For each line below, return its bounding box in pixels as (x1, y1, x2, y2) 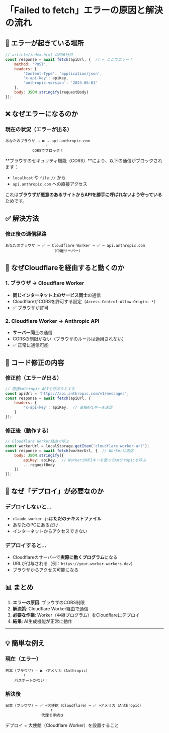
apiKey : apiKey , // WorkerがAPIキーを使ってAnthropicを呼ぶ (23, 457, 146, 463)
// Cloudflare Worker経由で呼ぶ (5, 439, 69, 444)
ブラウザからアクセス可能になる (12, 567, 79, 573)
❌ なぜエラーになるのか (5, 110, 78, 118)
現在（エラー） (5, 656, 42, 663)
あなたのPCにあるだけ (12, 521, 59, 528)
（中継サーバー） (52, 248, 83, 254)
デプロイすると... (5, 541, 47, 548)
